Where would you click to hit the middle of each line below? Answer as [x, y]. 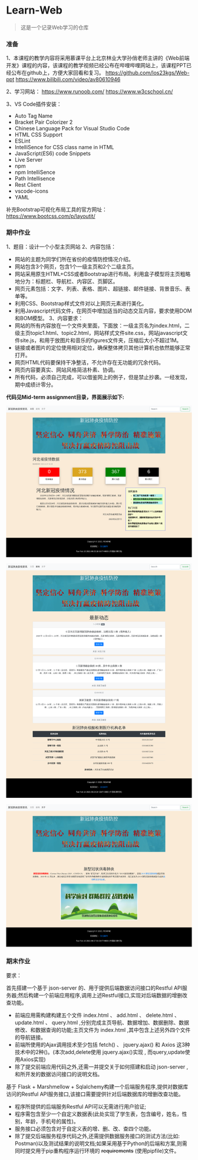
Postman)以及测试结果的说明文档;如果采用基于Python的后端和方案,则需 [101, 1143]
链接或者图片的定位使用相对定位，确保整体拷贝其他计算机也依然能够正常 [102, 347]
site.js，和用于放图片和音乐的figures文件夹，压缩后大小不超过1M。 [101, 340]
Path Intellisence [35, 179]
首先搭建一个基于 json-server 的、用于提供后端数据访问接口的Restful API [94, 988]
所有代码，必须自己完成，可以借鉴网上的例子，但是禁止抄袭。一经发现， [102, 377]
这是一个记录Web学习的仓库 [55, 27]
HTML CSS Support [39, 135]
